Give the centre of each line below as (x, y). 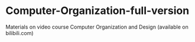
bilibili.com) (19, 33)
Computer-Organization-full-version (97, 11)
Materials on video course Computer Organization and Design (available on (97, 27)
